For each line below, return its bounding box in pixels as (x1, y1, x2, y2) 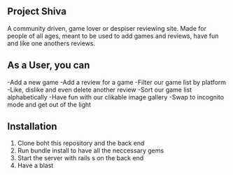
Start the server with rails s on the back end (17, 154, 144, 162)
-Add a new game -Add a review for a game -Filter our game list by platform (7, 78, 226, 86)
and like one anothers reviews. (7, 38, 96, 48)
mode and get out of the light (7, 100, 92, 108)
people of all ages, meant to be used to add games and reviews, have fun (7, 31, 219, 40)
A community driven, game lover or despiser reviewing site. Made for (7, 24, 206, 32)
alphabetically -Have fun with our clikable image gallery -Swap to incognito (7, 92, 225, 101)
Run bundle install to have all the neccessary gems (17, 146, 164, 155)
